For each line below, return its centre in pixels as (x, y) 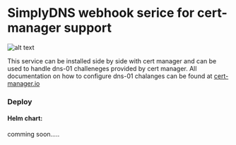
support (87, 28)
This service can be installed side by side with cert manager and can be (112, 61)
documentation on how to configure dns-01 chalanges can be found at (110, 76)
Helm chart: (25, 118)
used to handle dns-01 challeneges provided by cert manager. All (102, 68)
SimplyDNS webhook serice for (101, 13)
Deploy (20, 101)
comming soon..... (34, 134)
